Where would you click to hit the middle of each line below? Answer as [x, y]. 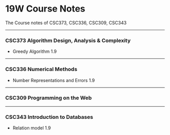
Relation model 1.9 [32, 128]
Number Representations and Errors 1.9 [54, 80]
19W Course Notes [45, 9]
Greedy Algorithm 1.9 [35, 51]
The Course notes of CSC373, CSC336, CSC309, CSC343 [66, 23]
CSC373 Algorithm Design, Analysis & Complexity [68, 40]
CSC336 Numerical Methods [41, 70]
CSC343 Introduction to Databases [49, 117]
